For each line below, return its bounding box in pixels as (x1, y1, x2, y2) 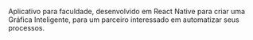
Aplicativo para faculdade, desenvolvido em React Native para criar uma (8, 7, 245, 16)
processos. (8, 24, 45, 32)
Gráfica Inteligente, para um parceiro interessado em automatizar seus (8, 15, 240, 24)
